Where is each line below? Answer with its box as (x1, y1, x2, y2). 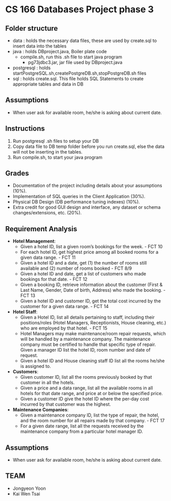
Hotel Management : (12, 238, 56, 244)
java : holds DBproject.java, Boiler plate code (12, 49, 107, 54)
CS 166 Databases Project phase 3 (5, 4, 154, 15)
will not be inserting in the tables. (12, 148, 83, 155)
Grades (5, 169, 29, 178)
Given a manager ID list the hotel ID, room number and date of (20, 347, 151, 353)
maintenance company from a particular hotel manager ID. (20, 428, 143, 434)
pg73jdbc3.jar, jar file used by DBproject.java (28, 59, 123, 65)
